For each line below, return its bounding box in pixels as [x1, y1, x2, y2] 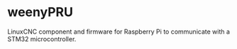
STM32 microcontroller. [7, 34, 77, 43]
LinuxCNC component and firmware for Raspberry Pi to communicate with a [7, 27, 231, 36]
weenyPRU [7, 4, 73, 20]
